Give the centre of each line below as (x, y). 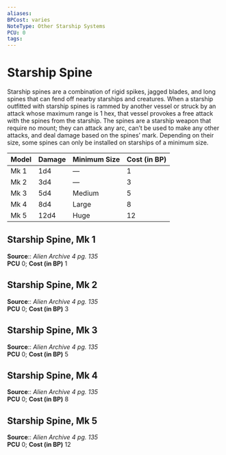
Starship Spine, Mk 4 (52, 375)
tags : (15, 39)
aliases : (20, 13)
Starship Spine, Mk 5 (52, 420)
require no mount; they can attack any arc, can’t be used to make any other (113, 128)
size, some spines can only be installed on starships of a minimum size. (108, 143)
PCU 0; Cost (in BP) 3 (38, 309)
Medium (86, 194)
